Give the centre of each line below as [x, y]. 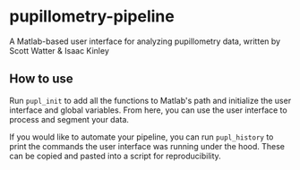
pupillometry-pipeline [92, 17]
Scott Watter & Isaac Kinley [60, 50]
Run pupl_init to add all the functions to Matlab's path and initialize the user [150, 100]
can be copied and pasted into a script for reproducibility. [115, 156]
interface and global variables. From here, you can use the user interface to [149, 110]
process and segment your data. [69, 119]
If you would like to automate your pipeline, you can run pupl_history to [141, 137]
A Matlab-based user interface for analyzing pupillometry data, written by [145, 41]
